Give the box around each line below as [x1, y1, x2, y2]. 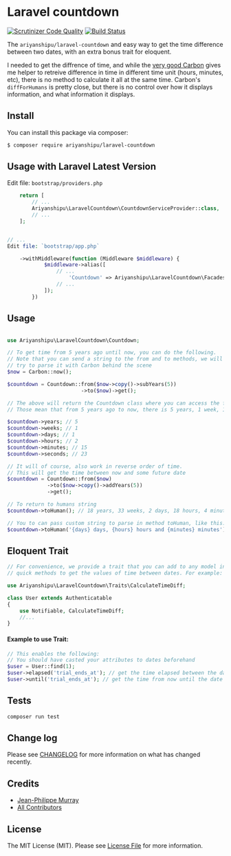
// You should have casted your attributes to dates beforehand [7, 656, 195, 664]
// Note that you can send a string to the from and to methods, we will [7, 356, 223, 363]
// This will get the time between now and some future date [7, 469, 186, 476]
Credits [7, 778, 40, 789]
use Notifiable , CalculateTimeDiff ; [19, 607, 125, 614]
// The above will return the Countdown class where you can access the [7, 400, 220, 407]
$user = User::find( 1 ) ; [7, 663, 76, 670]
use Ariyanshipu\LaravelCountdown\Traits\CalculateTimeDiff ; [7, 582, 186, 589]
